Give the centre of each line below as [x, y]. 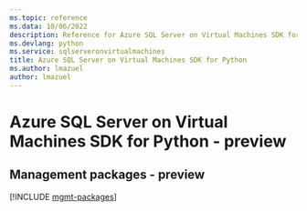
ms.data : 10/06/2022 [49, 26]
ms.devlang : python [47, 43]
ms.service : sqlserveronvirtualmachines [88, 52]
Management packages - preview [107, 175]
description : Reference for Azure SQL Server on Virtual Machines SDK [147, 35]
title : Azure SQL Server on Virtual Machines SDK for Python [128, 60]
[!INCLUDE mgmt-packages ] [63, 196]
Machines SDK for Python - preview [148, 141]
